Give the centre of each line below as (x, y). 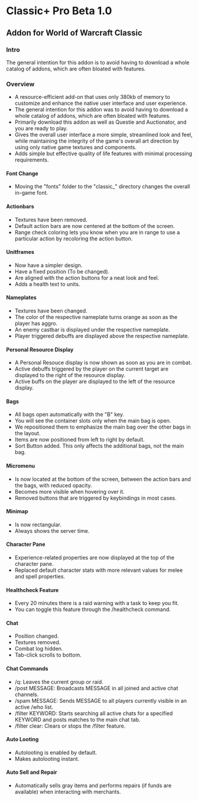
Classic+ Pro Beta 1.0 (59, 11)
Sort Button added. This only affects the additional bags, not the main (99, 446)
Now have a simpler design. (48, 265)
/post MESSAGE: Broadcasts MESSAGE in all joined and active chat (96, 688)
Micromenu (21, 465)
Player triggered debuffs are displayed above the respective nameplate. (102, 336)
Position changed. (37, 636)
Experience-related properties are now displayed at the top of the (94, 557)
